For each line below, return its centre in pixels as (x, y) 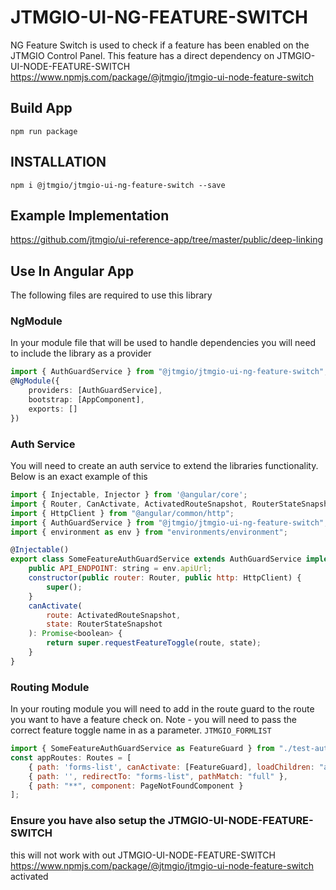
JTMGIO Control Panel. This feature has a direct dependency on (142, 55)
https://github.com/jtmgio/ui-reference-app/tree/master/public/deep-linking (167, 240)
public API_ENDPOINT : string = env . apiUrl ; (120, 569)
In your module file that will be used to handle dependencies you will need (163, 343)
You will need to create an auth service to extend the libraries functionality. (164, 466)
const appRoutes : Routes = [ (71, 757)
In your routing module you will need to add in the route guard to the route (162, 709)
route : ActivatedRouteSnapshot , (114, 615)
